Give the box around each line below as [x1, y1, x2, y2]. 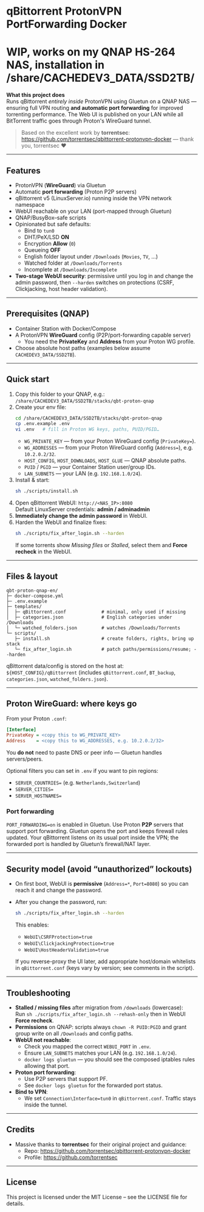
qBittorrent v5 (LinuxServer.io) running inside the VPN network [15, 194, 172, 202]
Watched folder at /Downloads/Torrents [24, 259, 123, 267]
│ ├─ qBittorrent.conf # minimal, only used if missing [6, 609, 186, 615]
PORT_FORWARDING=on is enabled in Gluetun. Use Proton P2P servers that [6, 821, 184, 828]
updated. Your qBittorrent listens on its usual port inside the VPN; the [6, 834, 179, 841]
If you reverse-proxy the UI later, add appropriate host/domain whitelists [15, 958, 196, 965]
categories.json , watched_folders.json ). [6, 675, 108, 683]
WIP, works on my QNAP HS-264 [6, 45, 176, 59]
